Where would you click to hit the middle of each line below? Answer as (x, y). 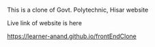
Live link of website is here (44, 23)
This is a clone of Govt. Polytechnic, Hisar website (78, 10)
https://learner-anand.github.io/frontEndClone (72, 36)
